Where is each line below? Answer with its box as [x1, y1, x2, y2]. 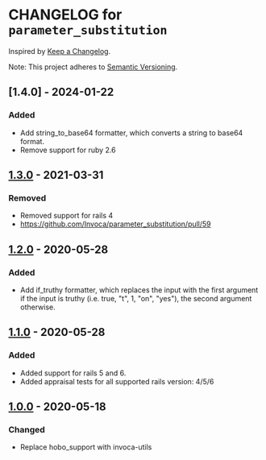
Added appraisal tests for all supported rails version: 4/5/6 [19, 376, 214, 386]
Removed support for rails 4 [19, 211, 114, 221]
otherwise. [19, 302, 56, 312]
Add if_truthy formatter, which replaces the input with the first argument [19, 285, 259, 295]
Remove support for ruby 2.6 [19, 145, 116, 155]
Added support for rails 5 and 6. [19, 368, 127, 378]
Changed [8, 425, 46, 435]
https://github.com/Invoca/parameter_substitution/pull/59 [19, 219, 211, 229]
